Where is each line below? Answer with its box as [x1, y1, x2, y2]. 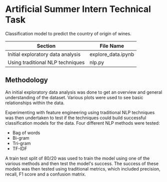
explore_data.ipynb [89, 51, 134, 58]
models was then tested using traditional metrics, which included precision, [5, 166, 161, 172]
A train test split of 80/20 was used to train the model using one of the [5, 155, 150, 161]
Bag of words [12, 130, 40, 136]
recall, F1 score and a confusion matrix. [5, 171, 86, 177]
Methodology [5, 76, 48, 84]
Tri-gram [12, 140, 31, 146]
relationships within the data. [5, 100, 65, 106]
